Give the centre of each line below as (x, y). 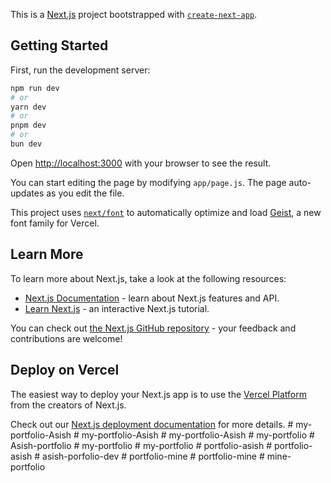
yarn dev (28, 107)
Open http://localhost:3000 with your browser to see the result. (141, 163)
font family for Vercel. (55, 223)
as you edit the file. (85, 193)
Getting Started (59, 45)
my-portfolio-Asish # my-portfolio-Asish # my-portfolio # (198, 435)
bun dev (26, 144)
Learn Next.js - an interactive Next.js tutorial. (117, 308)
